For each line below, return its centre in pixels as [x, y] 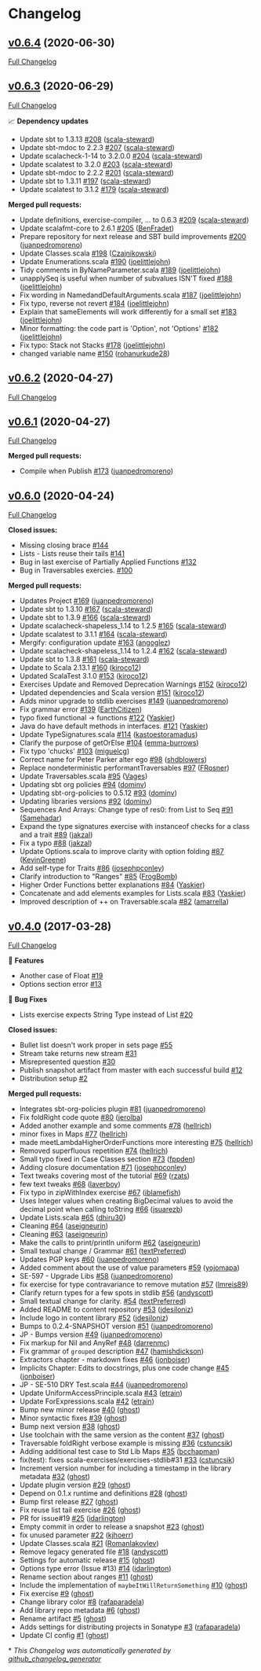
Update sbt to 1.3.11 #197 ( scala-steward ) [85, 181]
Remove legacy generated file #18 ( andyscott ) [94, 1552]
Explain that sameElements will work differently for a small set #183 [128, 311]
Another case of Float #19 [61, 976]
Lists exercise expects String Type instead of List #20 [106, 1014]
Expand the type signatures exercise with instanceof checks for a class [134, 826]
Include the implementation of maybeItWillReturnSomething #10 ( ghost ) [134, 1585]
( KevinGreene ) [43, 860]
